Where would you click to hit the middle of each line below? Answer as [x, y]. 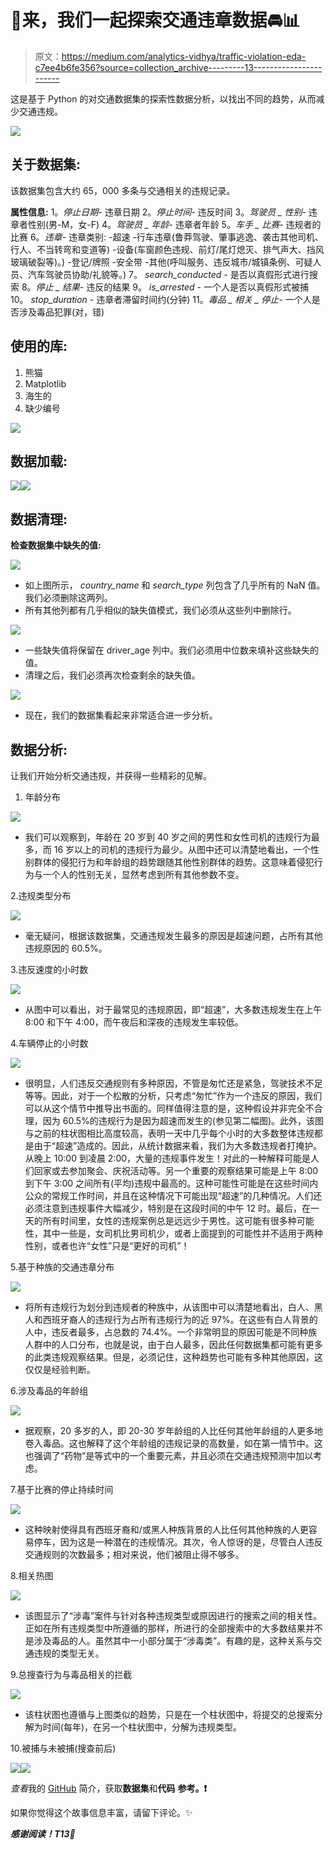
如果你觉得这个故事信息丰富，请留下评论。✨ [101, 1812]
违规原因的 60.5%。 [66, 948]
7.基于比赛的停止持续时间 [62, 1489]
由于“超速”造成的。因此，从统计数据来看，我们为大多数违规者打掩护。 [178, 1145]
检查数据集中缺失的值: [56, 545]
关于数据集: [46, 164]
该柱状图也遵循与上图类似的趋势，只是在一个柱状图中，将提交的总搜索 [169, 1714]
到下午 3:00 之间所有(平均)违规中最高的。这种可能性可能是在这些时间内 [171, 1183]
